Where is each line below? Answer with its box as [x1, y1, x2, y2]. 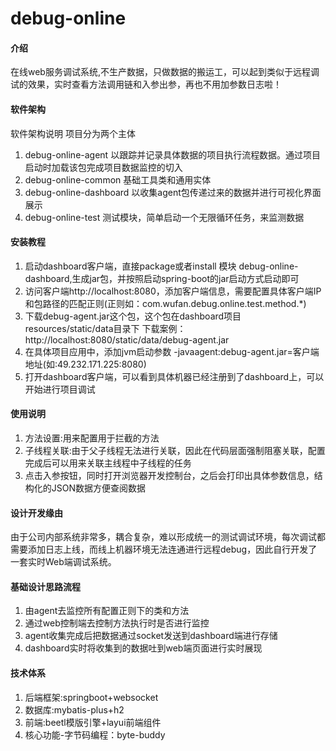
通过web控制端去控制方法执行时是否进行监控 [24, 617, 210, 629]
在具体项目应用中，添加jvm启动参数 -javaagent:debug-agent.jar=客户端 [24, 345, 320, 357]
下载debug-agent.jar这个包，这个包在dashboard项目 [24, 310, 242, 322]
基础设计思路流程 [10, 580, 81, 592]
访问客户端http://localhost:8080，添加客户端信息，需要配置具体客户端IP [24, 285, 322, 297]
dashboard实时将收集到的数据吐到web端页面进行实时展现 [24, 642, 263, 654]
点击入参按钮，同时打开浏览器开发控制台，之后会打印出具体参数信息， [24, 470, 315, 481]
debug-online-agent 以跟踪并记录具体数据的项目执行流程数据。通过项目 [24, 148, 322, 161]
